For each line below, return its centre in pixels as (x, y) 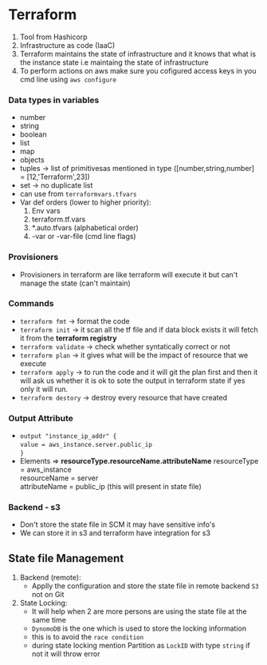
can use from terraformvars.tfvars (78, 194)
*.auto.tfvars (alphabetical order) (85, 228)
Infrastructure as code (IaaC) (67, 45)
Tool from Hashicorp (53, 37)
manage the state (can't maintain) (75, 283)
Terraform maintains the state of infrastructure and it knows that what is (138, 54)
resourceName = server (59, 478)
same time (49, 620)
